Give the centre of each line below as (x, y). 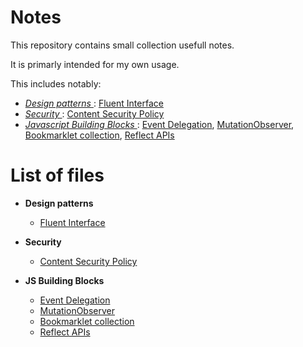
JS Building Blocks (64, 280)
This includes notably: (56, 83)
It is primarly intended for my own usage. (95, 64)
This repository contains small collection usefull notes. (122, 45)
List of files (57, 175)
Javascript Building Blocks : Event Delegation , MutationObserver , (159, 124)
